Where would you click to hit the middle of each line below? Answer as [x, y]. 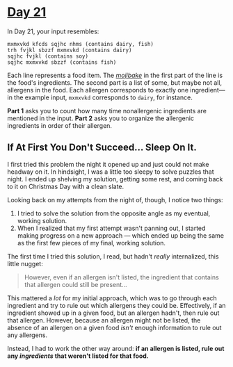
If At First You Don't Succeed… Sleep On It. [102, 148]
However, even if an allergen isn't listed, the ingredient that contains [121, 277]
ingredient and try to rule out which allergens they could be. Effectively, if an [116, 305]
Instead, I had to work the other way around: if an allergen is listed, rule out [116, 348]
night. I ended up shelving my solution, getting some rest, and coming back [115, 179]
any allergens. [27, 335]
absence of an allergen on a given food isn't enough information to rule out [114, 327]
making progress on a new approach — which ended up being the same [121, 235]
